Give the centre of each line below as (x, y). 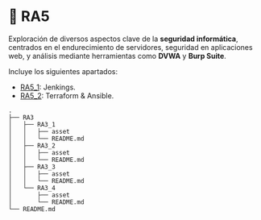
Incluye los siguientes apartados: (63, 71)
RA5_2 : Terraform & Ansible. (67, 95)
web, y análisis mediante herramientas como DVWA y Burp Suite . (118, 56)
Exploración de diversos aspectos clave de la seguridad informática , (123, 39)
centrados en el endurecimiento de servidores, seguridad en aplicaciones (130, 47)
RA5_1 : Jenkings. (48, 87)
